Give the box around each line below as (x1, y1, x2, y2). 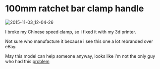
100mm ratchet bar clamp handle (5, 3, 144, 14)
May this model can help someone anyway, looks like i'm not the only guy (5, 53, 156, 59)
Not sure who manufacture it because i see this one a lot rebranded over (5, 38, 154, 44)
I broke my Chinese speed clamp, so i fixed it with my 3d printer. (5, 29, 136, 34)
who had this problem (5, 58, 50, 64)
